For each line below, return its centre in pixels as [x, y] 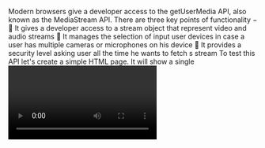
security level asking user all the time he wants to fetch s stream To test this [132, 53]
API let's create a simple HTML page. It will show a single [102, 61]
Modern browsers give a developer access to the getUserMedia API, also [127, 11]
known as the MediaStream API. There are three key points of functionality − [133, 20]
